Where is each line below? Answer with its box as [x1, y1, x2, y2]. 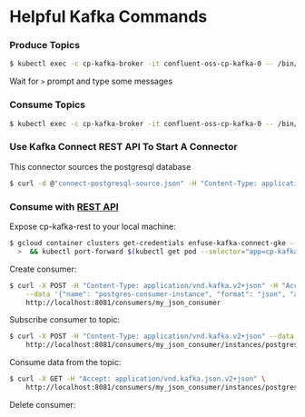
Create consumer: [9, 263, 77, 274]
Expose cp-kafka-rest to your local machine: [9, 221, 176, 232]
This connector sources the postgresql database [9, 161, 192, 172]
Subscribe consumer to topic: [9, 314, 121, 325]
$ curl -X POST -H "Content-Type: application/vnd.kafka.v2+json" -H [9, 281, 279, 290]
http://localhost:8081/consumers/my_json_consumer [25, 298, 221, 307]
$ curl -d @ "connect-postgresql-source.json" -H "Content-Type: [9, 179, 258, 188]
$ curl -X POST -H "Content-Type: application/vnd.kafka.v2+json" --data [9, 332, 295, 342]
